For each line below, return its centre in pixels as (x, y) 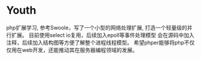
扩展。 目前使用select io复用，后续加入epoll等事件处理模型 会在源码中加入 (103, 35)
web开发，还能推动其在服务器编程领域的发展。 (80, 50)
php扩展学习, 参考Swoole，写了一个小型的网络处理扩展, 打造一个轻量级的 (97, 27)
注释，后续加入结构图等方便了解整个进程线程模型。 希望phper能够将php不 (98, 42)
